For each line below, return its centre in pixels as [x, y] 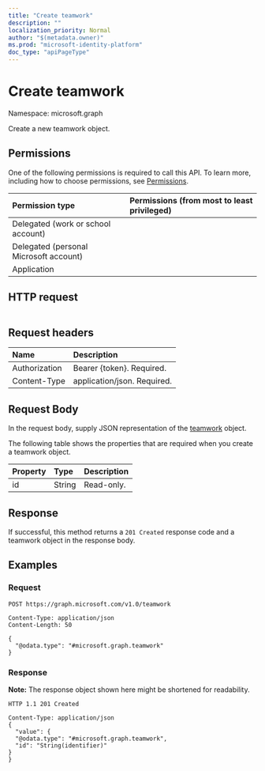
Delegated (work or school [62, 224]
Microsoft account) [48, 256]
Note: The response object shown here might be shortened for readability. [129, 690]
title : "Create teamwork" [50, 15]
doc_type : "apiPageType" [49, 52]
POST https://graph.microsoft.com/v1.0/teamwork [90, 604]
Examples [33, 565]
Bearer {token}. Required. [120, 368]
